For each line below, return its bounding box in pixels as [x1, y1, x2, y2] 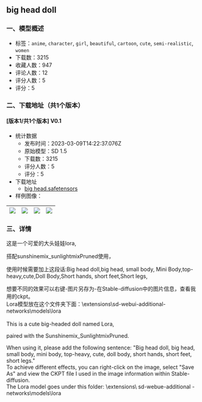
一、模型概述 [6, 24, 45, 33]
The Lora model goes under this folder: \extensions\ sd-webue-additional [6, 383, 191, 390]
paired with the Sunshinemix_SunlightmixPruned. [6, 332, 129, 340]
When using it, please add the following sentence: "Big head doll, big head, [6, 344, 195, 351]
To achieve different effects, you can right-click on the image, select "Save [6, 363, 194, 371]
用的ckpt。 [6, 293, 34, 300]
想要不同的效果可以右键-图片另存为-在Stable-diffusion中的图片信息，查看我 [6, 285, 197, 292]
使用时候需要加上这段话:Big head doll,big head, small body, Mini [6, 266, 167, 273]
